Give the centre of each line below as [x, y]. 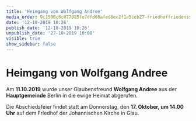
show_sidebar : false [31, 44]
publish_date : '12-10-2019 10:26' [48, 28]
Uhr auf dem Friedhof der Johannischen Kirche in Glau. [73, 113]
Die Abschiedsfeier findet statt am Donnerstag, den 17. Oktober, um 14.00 [95, 106]
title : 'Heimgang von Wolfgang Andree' [55, 11]
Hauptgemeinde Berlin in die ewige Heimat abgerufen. [72, 95]
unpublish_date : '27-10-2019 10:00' [50, 33]
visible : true [23, 39]
